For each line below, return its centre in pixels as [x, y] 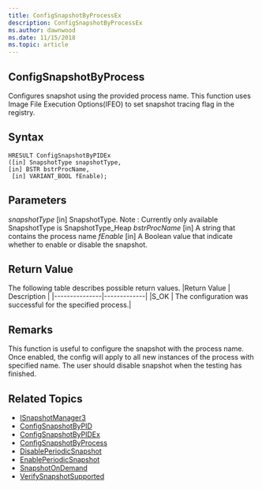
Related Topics [45, 399]
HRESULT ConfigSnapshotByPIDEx [60, 155]
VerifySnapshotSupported [62, 476]
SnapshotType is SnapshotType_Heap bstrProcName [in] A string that [122, 228]
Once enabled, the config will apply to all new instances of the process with [131, 357]
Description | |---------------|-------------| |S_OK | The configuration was [128, 297]
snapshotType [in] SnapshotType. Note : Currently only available [113, 219]
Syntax [26, 138]
